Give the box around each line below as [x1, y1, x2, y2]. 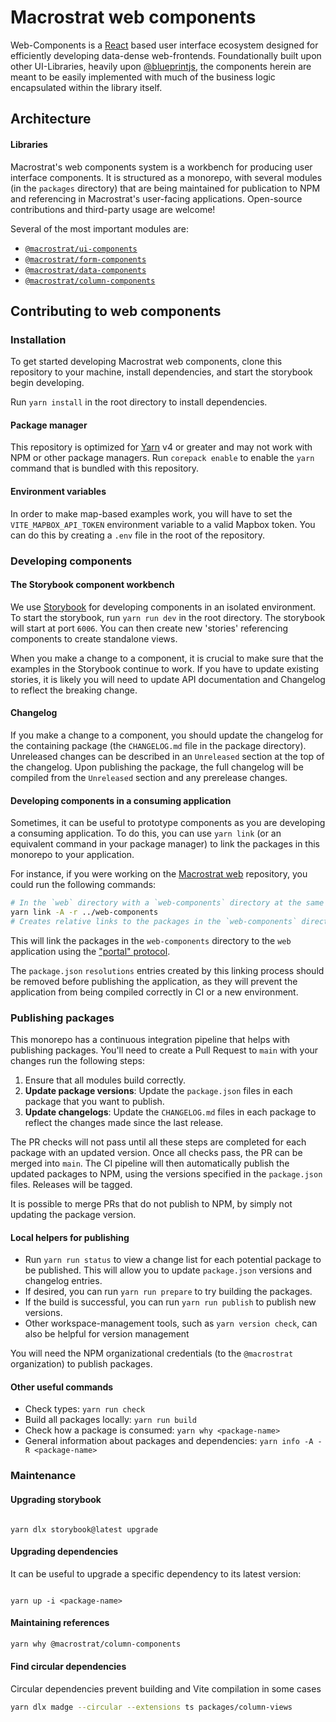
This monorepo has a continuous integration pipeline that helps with [10, 1034, 290, 1046]
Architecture [10, 111, 92, 128]
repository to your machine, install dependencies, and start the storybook [10, 366, 313, 378]
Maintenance [10, 1469, 77, 1483]
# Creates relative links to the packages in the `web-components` [10, 916, 298, 926]
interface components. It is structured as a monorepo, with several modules [10, 171, 323, 183]
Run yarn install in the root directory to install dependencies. [10, 396, 268, 408]
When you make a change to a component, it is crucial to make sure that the [10, 652, 324, 664]
